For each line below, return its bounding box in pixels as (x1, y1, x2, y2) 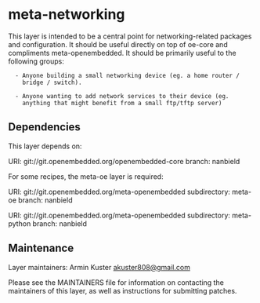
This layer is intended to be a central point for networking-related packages (8, 31, 252, 41)
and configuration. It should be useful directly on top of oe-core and (8, 39, 229, 49)
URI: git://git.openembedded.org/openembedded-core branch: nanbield (8, 156, 240, 166)
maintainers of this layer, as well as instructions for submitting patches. (8, 286, 237, 295)
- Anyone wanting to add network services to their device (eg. (15, 92, 229, 100)
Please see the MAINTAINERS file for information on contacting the (8, 277, 225, 287)
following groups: (8, 57, 65, 66)
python (8, 218, 31, 228)
